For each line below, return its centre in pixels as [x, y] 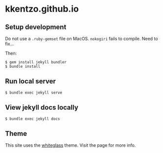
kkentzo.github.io [42, 9]
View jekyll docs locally [42, 107]
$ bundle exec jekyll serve [34, 93]
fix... [10, 44]
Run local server [31, 81]
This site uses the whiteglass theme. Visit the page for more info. [70, 145]
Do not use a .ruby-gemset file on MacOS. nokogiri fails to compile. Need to [81, 38]
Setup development [36, 27]
